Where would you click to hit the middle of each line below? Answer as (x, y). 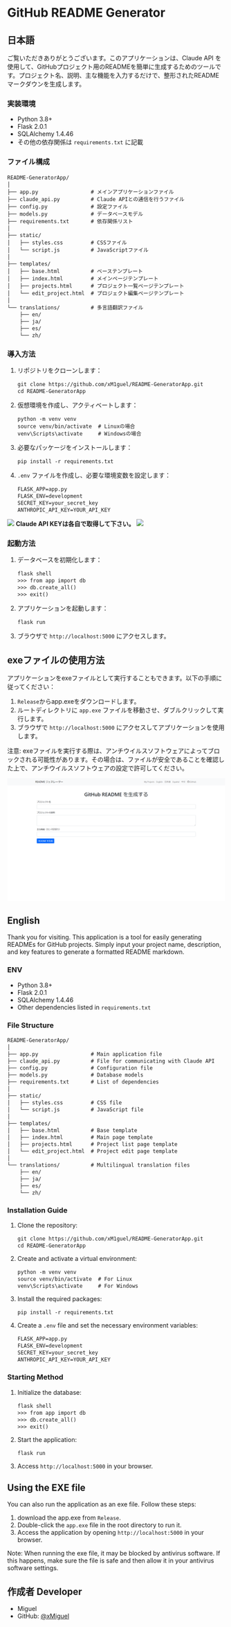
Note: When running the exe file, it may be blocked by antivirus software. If (114, 1554)
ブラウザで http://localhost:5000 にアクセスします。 (93, 636)
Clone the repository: (47, 1226)
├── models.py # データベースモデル (75, 214)
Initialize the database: (49, 1392)
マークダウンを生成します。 (46, 84)
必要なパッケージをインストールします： (75, 447)
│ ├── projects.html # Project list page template (92, 1144)
